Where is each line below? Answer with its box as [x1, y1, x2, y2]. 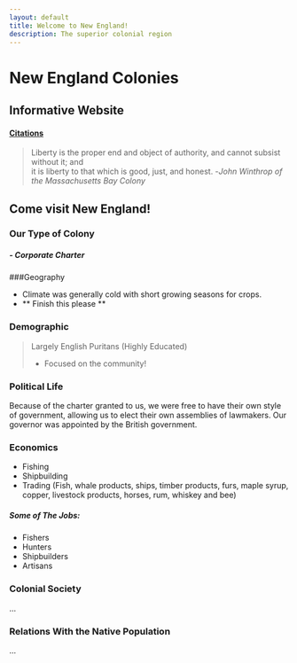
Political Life [9, 380, 64, 393]
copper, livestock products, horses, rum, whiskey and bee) [21, 489, 237, 501]
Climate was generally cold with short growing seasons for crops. [21, 289, 262, 300]
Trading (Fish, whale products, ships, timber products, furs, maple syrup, [21, 480, 289, 491]
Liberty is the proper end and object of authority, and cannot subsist [30, 147, 281, 158]
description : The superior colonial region [9, 29, 173, 38]
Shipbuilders [21, 551, 69, 562]
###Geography [9, 272, 65, 283]
